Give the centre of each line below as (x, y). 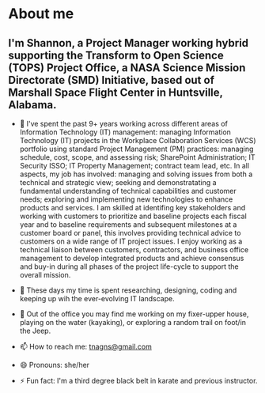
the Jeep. (35, 331)
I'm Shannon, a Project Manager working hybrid (129, 43)
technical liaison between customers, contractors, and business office (134, 249)
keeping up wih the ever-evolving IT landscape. (97, 299)
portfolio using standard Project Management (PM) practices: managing (136, 149)
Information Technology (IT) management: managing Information (125, 132)
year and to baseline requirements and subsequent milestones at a (128, 225)
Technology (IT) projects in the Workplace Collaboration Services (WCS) (138, 140)
